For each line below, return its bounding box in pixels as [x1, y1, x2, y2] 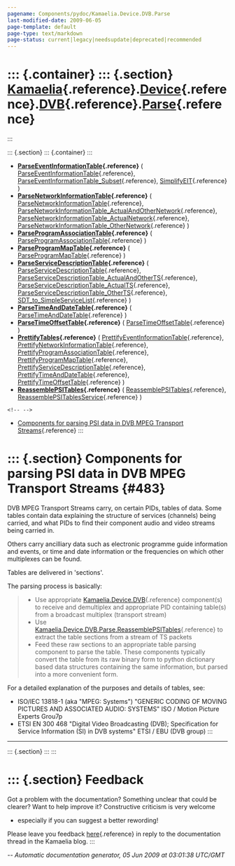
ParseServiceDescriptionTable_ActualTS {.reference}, [17, 281, 170, 290]
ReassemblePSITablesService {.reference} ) [17, 393, 142, 401]
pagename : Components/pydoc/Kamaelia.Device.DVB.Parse [7, 10, 171, 18]
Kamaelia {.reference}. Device [7, 81, 182, 98]
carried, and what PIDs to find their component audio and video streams [7, 519, 215, 527]
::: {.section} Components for [7, 451, 183, 467]
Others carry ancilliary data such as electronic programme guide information [7, 540, 228, 548]
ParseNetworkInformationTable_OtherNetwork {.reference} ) [17, 222, 190, 230]
